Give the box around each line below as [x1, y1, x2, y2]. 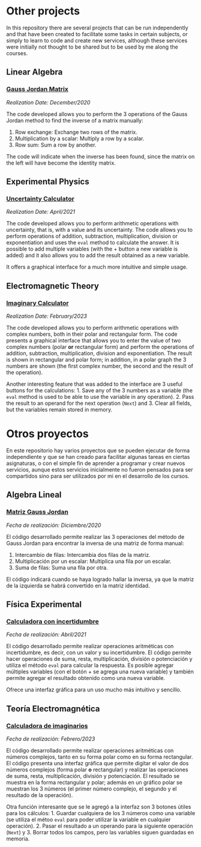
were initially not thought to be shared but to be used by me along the [6, 43, 178, 50]
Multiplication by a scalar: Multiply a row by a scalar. [14, 135, 145, 142]
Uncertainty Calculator [6, 194, 75, 202]
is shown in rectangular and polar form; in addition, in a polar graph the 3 [6, 356, 187, 363]
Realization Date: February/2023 [6, 312, 87, 320]
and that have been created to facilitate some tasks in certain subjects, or [6, 30, 188, 37]
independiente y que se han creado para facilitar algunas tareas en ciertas [6, 453, 190, 460]
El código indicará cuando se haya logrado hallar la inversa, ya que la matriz [6, 575, 194, 583]
